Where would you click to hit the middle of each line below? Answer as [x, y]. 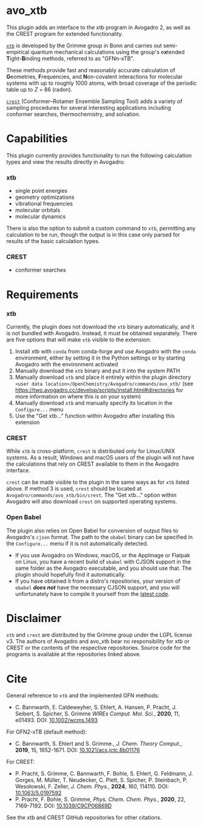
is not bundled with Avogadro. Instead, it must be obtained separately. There [102, 333]
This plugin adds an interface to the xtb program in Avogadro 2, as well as [98, 27]
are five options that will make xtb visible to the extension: [79, 340]
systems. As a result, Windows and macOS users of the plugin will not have [100, 458]
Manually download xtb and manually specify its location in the [94, 403]
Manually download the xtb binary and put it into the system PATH [98, 370]
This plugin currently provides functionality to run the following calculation [99, 155]
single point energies [41, 191]
